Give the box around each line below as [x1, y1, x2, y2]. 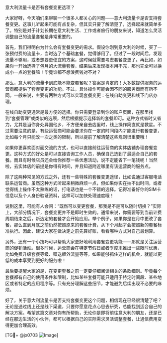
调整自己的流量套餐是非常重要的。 [5, 34, 75, 39]
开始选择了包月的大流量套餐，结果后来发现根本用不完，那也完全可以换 [18, 63, 162, 69]
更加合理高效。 [9, 322, 40, 328]
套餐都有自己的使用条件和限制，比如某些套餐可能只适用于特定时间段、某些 [5, 274, 158, 280]
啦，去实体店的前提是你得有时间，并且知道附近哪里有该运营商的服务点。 [5, 164, 153, 169]
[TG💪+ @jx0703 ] [5, 332, 59, 338]
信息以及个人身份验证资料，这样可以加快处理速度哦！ [5, 192, 114, 198]
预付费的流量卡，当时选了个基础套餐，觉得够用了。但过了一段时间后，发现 [9, 50, 162, 56]
